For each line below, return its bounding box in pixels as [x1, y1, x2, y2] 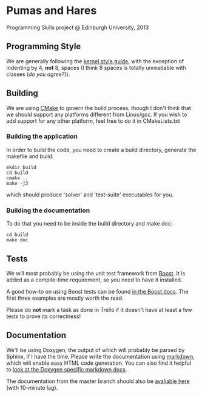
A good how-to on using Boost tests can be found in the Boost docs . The [6, 288, 189, 295]
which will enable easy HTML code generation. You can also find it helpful [6, 359, 192, 367]
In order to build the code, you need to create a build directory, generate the [6, 146, 197, 153]
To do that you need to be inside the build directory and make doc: [6, 220, 173, 227]
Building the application [6, 132, 78, 140]
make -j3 [6, 180, 29, 186]
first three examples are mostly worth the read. [6, 294, 124, 302]
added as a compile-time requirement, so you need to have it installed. [6, 276, 183, 283]
